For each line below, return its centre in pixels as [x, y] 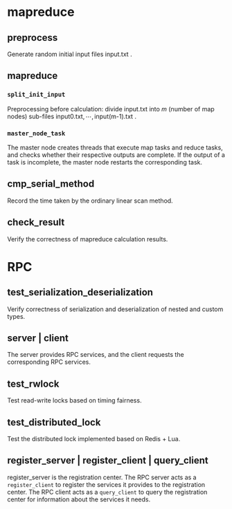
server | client [38, 338]
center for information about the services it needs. [79, 499]
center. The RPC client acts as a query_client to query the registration [107, 492]
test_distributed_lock [54, 422]
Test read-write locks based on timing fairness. [74, 400]
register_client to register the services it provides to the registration [106, 484]
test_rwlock [33, 383]
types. [16, 316]
